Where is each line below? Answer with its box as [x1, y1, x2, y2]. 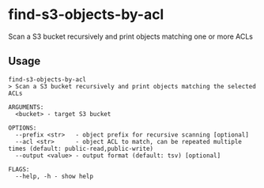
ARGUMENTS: [8, 103, 44, 111]
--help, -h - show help [15, 172, 93, 180]
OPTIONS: [8, 124, 37, 132]
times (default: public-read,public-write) [8, 145, 154, 152]
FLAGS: [8, 165, 30, 173]
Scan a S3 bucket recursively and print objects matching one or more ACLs [8, 32, 253, 41]
